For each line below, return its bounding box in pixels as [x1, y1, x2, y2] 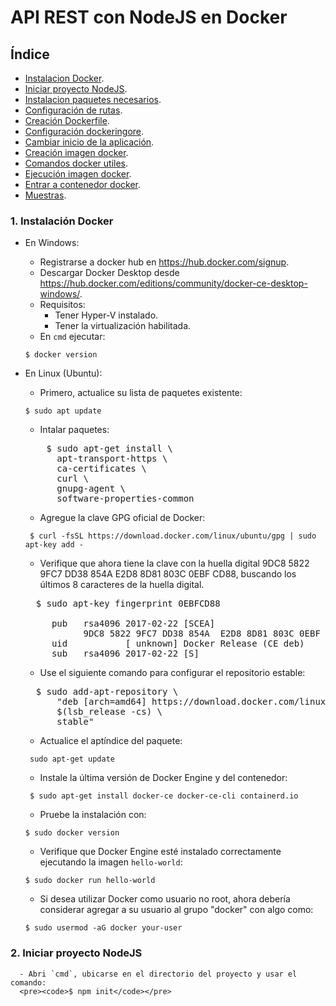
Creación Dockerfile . [24, 115, 110, 126]
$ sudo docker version [24, 828, 120, 838]
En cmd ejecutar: [39, 331, 106, 343]
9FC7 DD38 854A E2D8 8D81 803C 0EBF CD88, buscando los [39, 568, 297, 580]
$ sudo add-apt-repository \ [35, 686, 179, 698]
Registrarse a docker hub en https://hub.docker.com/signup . [39, 256, 290, 268]
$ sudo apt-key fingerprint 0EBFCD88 [35, 598, 221, 610]
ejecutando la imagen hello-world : [39, 856, 183, 868]
